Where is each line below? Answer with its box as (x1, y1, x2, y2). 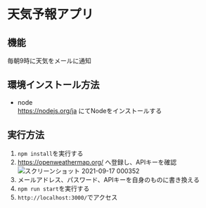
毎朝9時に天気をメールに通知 (7, 57, 91, 65)
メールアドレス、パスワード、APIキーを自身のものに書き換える (17, 175, 200, 183)
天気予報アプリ (7, 6, 94, 22)
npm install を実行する (17, 149, 84, 157)
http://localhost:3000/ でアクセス (17, 193, 118, 201)
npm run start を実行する (17, 184, 90, 193)
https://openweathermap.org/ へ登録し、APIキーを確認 (17, 157, 177, 166)
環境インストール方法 (7, 79, 100, 91)
